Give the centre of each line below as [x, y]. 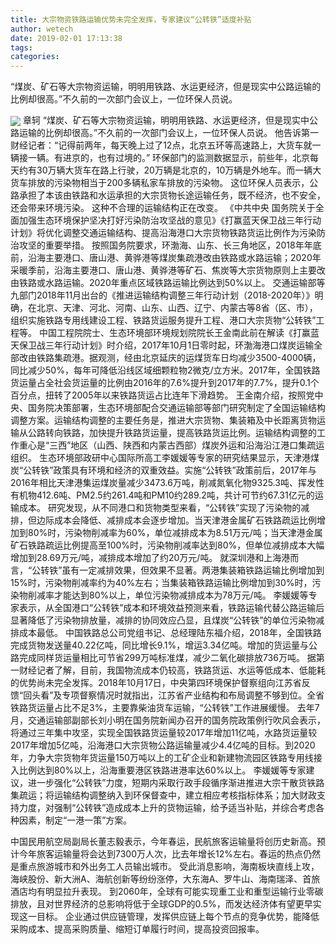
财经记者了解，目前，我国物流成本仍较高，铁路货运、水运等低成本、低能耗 [172, 670]
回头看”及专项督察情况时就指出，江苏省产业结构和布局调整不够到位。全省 [174, 695]
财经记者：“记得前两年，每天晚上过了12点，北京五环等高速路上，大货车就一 [166, 145]
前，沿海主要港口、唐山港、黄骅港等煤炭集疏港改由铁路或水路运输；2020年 [166, 258]
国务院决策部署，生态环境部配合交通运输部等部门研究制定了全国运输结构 [176, 408]
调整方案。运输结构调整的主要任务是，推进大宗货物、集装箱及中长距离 [155, 420]
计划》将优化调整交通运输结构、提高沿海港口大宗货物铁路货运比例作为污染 [163, 233]
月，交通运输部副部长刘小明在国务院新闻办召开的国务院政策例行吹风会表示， [168, 720]
